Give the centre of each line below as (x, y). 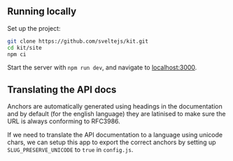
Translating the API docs (62, 89)
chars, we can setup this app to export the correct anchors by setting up (112, 142)
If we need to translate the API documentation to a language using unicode (115, 135)
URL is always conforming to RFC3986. (64, 121)
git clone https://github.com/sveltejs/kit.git (78, 41)
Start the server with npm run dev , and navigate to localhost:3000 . (102, 68)
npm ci (17, 54)
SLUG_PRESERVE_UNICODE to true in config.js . (70, 150)
